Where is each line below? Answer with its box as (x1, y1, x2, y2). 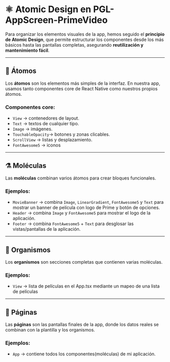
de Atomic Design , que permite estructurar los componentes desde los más (5, 37, 164, 43)
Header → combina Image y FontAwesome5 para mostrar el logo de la (12, 210, 151, 216)
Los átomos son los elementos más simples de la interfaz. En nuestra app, (5, 80, 160, 86)
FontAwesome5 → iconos (12, 142, 61, 148)
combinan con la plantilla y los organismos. (5, 327, 95, 333)
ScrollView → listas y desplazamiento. (12, 137, 93, 143)
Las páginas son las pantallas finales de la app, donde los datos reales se (5, 321, 159, 328)
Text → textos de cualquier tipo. (12, 121, 79, 127)
